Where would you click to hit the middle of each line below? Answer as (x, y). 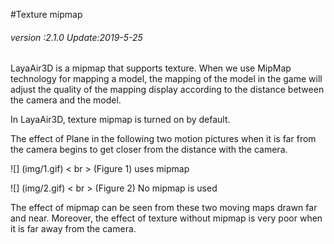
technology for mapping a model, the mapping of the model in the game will (166, 79)
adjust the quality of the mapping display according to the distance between (167, 90)
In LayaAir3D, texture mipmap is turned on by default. (120, 120)
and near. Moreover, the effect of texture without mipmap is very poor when (166, 218)
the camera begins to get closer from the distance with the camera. (149, 150)
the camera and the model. (66, 100)
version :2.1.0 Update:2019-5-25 (76, 37)
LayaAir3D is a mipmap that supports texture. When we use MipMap (151, 68)
